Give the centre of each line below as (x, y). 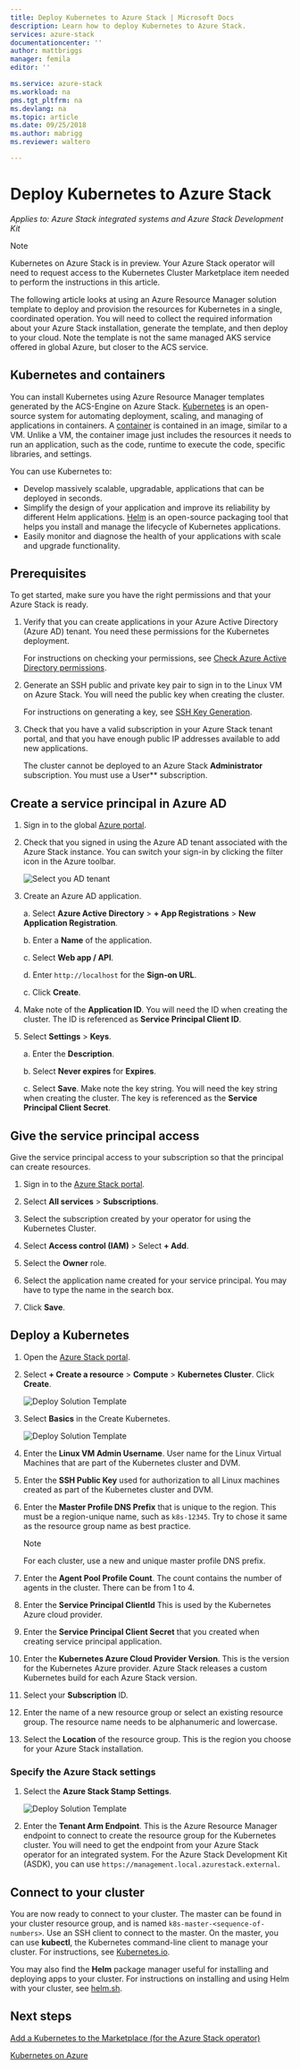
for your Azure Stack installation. (83, 1748)
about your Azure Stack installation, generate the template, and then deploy (149, 328)
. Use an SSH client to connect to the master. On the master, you (161, 1932)
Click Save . (44, 1307)
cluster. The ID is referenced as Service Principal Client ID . (132, 1019)
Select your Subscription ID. (75, 1695)
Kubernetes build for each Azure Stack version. (110, 1677)
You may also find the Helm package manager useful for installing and (139, 1969)
